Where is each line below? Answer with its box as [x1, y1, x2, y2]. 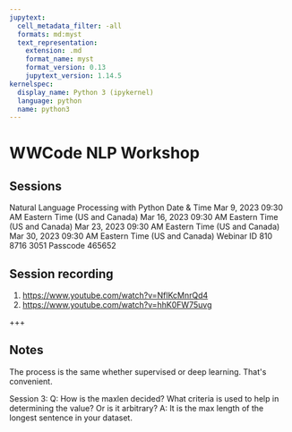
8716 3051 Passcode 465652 [9, 241, 116, 251]
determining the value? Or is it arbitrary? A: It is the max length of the [9, 402, 264, 413]
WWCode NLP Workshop [9, 143, 200, 164]
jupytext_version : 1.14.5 [25, 72, 123, 80]
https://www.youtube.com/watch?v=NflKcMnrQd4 [21, 290, 209, 301]
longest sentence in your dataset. [9, 412, 133, 423]
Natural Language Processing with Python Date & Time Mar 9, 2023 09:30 [9, 202, 284, 213]
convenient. [9, 376, 53, 386]
